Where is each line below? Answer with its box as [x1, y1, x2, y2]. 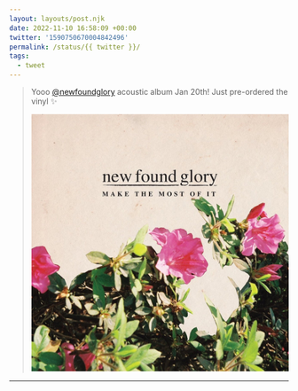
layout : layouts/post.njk [9, 14, 105, 23]
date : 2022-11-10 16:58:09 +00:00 [9, 23, 137, 33]
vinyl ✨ [30, 96, 58, 106]
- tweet [17, 61, 46, 70]
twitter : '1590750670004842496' [9, 33, 129, 42]
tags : [9, 51, 29, 61]
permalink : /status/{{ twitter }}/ [9, 43, 141, 51]
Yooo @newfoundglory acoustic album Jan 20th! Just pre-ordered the [30, 87, 288, 97]
